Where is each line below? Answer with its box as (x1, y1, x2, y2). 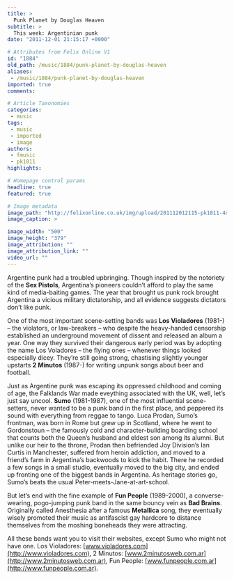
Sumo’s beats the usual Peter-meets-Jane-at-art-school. (7, 477, 170, 486)
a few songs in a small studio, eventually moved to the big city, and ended (7, 463, 219, 471)
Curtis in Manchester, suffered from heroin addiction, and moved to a (7, 448, 205, 457)
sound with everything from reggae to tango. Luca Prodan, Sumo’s (7, 411, 198, 420)
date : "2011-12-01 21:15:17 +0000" (7, 36, 111, 43)
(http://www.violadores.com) (7, 549, 90, 557)
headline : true (7, 184, 52, 191)
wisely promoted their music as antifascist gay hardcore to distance (7, 513, 202, 522)
